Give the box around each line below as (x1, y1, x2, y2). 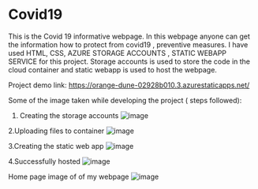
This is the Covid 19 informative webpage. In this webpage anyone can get (8, 31, 251, 41)
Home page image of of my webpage (8, 172, 129, 181)
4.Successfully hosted (8, 156, 81, 166)
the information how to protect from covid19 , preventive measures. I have (8, 39, 249, 49)
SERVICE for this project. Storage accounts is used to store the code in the (8, 57, 251, 66)
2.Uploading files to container (8, 126, 105, 135)
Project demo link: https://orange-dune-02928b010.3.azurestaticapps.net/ (8, 80, 250, 90)
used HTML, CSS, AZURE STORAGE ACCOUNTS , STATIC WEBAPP (8, 48, 227, 57)
